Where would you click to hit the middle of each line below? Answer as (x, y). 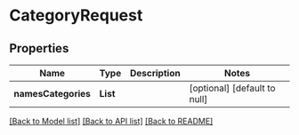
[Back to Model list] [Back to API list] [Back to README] (111, 121)
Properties (39, 48)
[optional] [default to (232, 88)
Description (155, 73)
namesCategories (53, 94)
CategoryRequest (76, 16)
